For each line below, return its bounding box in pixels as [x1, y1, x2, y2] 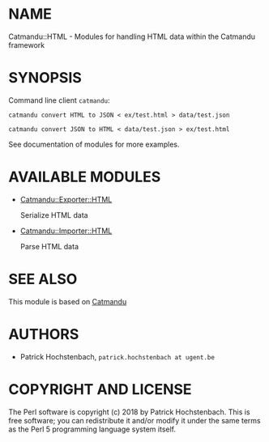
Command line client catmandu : [8, 95, 111, 105]
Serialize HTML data [19, 210, 88, 219]
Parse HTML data [19, 241, 79, 251]
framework [8, 40, 45, 49]
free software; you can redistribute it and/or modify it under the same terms [8, 415, 261, 425]
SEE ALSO [8, 270, 78, 288]
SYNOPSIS [8, 69, 83, 87]
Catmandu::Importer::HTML [19, 226, 113, 236]
